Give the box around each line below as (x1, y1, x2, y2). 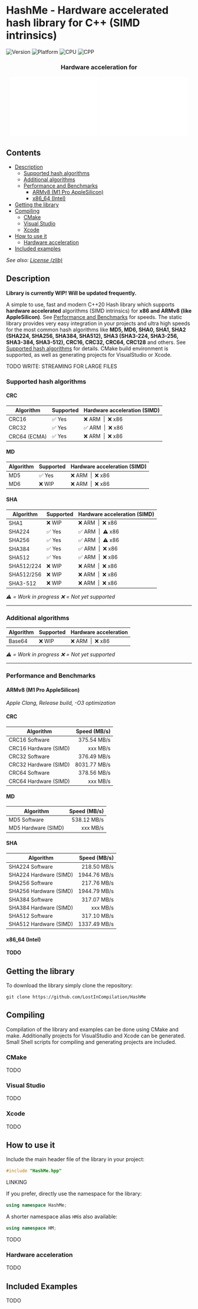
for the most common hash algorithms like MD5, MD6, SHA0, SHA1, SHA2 (6, 326, 186, 333)
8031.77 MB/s (74, 761, 111, 768)
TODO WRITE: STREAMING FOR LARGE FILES (6, 362, 118, 370)
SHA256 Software (8, 879, 53, 886)
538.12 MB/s (71, 816, 104, 823)
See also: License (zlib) (6, 257, 63, 264)
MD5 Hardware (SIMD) (8, 824, 65, 831)
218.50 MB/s (81, 863, 114, 870)
